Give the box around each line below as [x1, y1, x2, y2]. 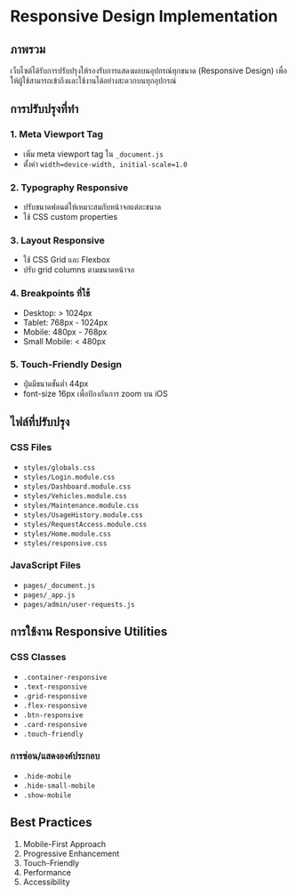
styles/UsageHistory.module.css [22, 510, 143, 520]
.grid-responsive [22, 691, 88, 700]
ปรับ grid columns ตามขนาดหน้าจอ [22, 264, 135, 275]
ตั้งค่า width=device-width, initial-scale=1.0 [22, 158, 188, 169]
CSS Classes [10, 651, 67, 664]
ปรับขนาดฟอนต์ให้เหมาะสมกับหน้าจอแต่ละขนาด [22, 201, 162, 212]
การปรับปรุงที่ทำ [10, 101, 79, 117]
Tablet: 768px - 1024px [22, 317, 108, 327]
